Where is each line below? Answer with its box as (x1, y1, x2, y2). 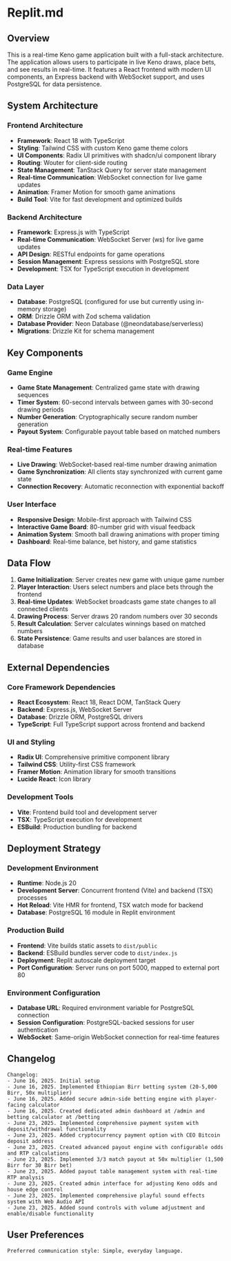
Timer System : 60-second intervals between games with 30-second (17, 398, 214, 406)
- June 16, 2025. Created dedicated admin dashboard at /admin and (7, 1107, 205, 1115)
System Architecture (7, 100, 99, 112)
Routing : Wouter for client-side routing (17, 158, 128, 166)
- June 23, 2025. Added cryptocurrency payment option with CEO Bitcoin (7, 1131, 221, 1139)
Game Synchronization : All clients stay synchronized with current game (17, 468, 223, 476)
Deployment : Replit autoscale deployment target (17, 956, 157, 964)
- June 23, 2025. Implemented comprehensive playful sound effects (7, 1192, 205, 1199)
